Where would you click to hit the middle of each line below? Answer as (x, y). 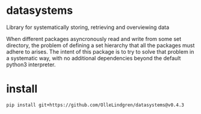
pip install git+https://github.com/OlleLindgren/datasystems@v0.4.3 (95, 105)
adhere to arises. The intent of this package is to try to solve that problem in (100, 51)
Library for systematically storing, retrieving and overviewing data (88, 27)
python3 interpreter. (31, 65)
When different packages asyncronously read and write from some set (94, 39)
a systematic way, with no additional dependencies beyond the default (94, 58)
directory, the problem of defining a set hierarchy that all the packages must (100, 45)
